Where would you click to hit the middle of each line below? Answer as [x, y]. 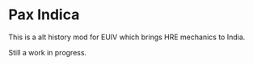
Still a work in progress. [48, 52]
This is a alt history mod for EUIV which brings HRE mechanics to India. [127, 37]
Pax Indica [44, 15]
